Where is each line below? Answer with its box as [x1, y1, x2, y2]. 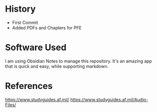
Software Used [5, 42, 67, 53]
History [5, 3, 36, 15]
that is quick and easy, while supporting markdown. [5, 63, 109, 69]
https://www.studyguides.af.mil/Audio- [70, 96, 148, 102]
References [5, 81, 53, 91]
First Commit [12, 20, 38, 25]
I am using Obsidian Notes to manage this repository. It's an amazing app [5, 58, 152, 64]
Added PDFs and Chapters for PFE [12, 24, 82, 30]
